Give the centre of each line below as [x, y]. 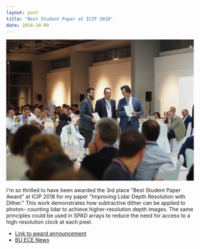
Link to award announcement [51, 233]
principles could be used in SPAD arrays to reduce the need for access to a [98, 216]
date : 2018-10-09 [28, 25]
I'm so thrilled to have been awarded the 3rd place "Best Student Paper [93, 190]
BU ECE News [32, 240]
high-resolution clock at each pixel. [49, 222]
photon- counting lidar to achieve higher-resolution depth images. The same [100, 210]
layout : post [22, 13]
